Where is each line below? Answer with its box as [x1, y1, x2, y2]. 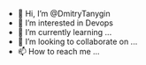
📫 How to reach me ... [17, 47, 100, 56]
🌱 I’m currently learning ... [17, 27, 112, 37]
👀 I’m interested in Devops [17, 18, 113, 28]
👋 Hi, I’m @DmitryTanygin [17, 9, 111, 18]
